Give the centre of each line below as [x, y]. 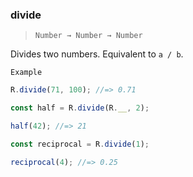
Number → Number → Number [88, 36]
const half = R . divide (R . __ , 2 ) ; [80, 108]
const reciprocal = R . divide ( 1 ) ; [80, 144]
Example [26, 73]
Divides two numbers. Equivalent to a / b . [97, 54]
